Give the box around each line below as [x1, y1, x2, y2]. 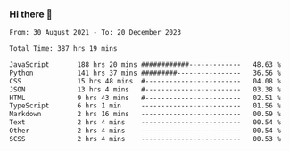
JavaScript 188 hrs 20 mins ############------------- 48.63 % [9, 60, 281, 69]
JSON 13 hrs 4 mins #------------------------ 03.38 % [9, 84, 281, 94]
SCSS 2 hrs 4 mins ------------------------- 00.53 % [9, 134, 281, 143]
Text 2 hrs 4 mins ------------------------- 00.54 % [9, 118, 281, 127]
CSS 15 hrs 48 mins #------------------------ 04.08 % [9, 76, 281, 85]
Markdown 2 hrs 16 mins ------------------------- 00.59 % [9, 110, 281, 119]
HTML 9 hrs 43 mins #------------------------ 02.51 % [9, 93, 281, 102]
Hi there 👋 [9, 8, 54, 20]
